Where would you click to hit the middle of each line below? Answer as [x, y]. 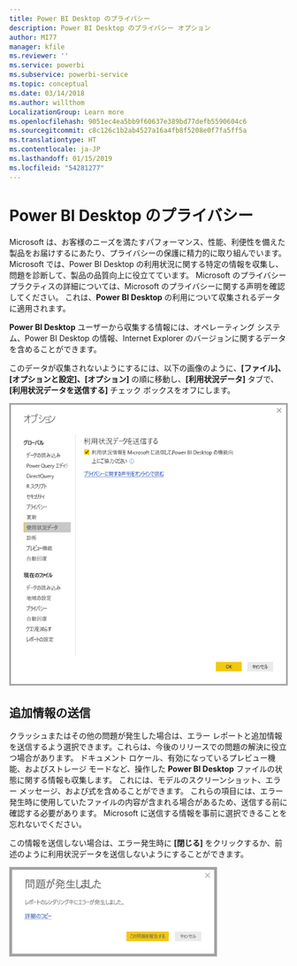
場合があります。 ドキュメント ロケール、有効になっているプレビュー [142, 758]
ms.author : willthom [47, 103]
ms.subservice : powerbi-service [69, 75]
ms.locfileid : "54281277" [57, 168]
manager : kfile [37, 47]
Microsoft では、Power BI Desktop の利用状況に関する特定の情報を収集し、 [146, 264]
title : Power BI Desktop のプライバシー [80, 19]
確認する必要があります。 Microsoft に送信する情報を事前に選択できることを [148, 813]
